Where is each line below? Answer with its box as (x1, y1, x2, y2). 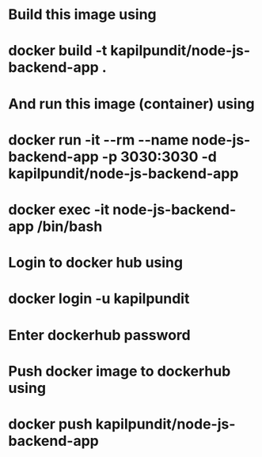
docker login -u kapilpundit (8, 290, 190, 308)
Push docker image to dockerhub (8, 362, 231, 380)
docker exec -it (8, 200, 110, 218)
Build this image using (8, 6, 157, 24)
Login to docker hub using (8, 254, 184, 272)
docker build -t (8, 42, 108, 60)
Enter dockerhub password (8, 326, 192, 344)
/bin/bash (36, 217, 103, 235)
